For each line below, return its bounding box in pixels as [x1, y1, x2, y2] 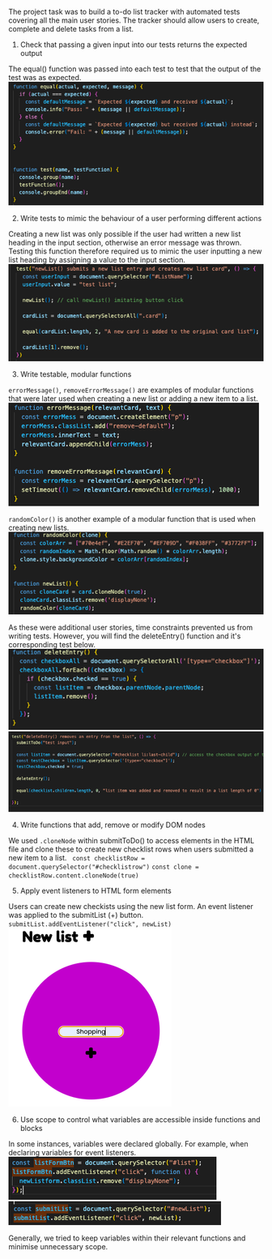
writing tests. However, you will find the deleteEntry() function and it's [8, 631, 241, 641]
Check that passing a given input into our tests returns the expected [19, 40, 248, 49]
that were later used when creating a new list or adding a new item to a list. [8, 394, 259, 403]
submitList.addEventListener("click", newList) [8, 920, 172, 928]
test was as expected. [8, 73, 82, 82]
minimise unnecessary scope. [8, 1242, 108, 1252]
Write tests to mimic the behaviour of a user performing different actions [19, 213, 262, 223]
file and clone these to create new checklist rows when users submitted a [8, 844, 254, 854]
